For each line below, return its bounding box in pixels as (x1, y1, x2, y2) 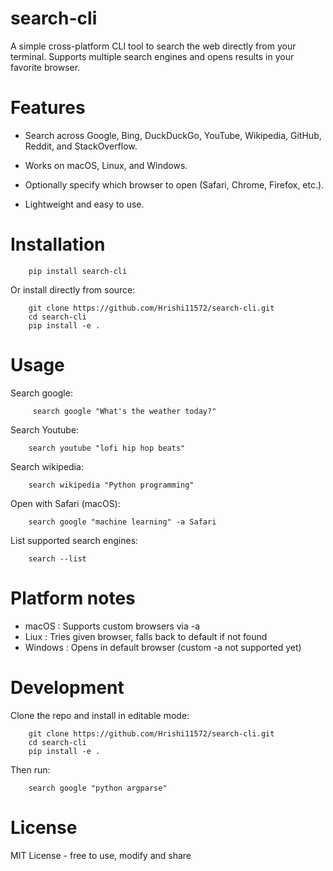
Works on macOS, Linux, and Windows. (24, 159, 188, 171)
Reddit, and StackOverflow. (24, 140, 138, 152)
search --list (28, 553, 87, 564)
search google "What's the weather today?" (32, 406, 217, 416)
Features (10, 97, 86, 119)
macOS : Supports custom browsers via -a (24, 620, 200, 632)
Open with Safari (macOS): (10, 497, 121, 509)
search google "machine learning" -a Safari (28, 517, 217, 527)
